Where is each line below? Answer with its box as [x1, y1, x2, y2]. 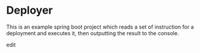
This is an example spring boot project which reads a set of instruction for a [6, 23, 194, 30]
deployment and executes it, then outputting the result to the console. [6, 29, 180, 36]
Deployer [6, 4, 53, 17]
